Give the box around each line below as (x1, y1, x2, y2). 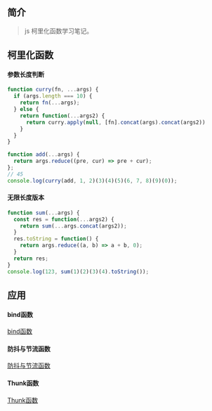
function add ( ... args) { (7, 151, 80, 158)
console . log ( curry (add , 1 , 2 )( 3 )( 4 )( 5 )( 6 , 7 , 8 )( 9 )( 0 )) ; (7, 177, 178, 184)
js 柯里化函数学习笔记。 (24, 27, 93, 35)
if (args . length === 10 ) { (13, 93, 93, 100)
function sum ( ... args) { (7, 209, 80, 216)
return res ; (13, 255, 49, 262)
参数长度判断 (7, 70, 44, 79)
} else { (13, 106, 39, 113)
